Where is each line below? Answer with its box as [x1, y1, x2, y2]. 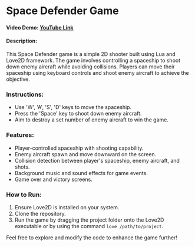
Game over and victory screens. [14, 176, 93, 183]
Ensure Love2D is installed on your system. [14, 203, 120, 210]
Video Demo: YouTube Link [6, 24, 74, 31]
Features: [6, 131, 34, 139]
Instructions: [6, 90, 44, 98]
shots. [14, 163, 30, 170]
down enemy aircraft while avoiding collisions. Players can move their [6, 63, 175, 70]
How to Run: [6, 190, 42, 199]
